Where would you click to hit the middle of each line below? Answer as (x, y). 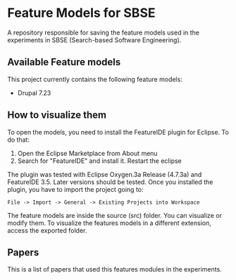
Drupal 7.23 (34, 92)
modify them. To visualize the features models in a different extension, (109, 223)
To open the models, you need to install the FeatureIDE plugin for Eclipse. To (118, 132)
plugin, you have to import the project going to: (75, 189)
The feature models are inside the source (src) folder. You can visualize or (114, 215)
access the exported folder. (47, 230)
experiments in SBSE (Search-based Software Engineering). (94, 39)
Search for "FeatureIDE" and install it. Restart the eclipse (99, 161)
